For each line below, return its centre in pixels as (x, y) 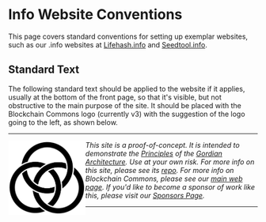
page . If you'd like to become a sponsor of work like (170, 186)
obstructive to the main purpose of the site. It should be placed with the (125, 105)
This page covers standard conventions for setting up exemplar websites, (128, 36)
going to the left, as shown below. (63, 122)
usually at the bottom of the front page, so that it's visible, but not (115, 97)
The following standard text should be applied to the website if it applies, (127, 88)
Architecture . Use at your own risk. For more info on (170, 162)
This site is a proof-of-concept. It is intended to (162, 145)
